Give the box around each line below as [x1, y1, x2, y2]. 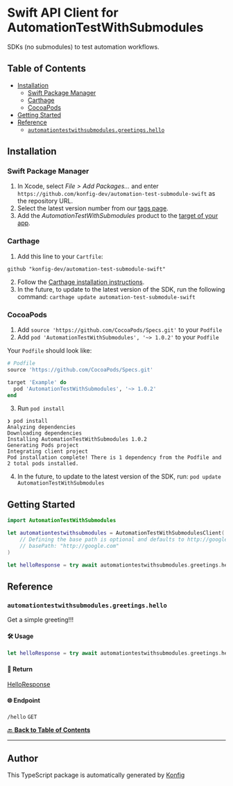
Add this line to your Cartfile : [17, 252, 103, 260]
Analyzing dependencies [7, 424, 76, 431]
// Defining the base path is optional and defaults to [19, 536, 185, 543]
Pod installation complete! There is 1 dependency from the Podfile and [7, 454, 222, 461]
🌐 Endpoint [7, 696, 40, 705]
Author [7, 753, 38, 764]
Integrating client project [7, 448, 89, 455]
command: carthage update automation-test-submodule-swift [17, 292, 196, 301]
